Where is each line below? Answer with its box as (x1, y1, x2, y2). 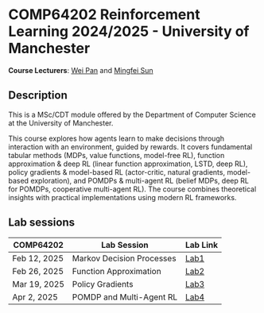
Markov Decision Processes (72, 253, 177, 264)
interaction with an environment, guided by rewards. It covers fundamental (8, 141, 253, 152)
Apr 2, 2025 (12, 292, 58, 303)
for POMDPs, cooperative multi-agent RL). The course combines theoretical (8, 184, 257, 194)
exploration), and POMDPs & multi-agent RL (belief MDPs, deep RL (30, 176, 249, 185)
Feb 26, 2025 (12, 265, 64, 276)
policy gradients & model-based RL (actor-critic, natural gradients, (8, 167, 225, 176)
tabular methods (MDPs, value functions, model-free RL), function (8, 150, 225, 160)
